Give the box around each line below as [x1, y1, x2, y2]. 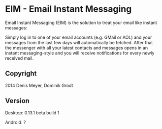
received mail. [5, 55, 33, 61]
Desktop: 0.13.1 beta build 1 [5, 109, 60, 116]
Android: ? [5, 119, 26, 125]
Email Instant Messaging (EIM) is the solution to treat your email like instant [5, 20, 158, 26]
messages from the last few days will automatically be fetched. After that [5, 39, 153, 45]
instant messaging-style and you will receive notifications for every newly [5, 50, 155, 56]
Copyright [5, 70, 37, 78]
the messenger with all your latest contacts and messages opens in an [5, 45, 148, 51]
